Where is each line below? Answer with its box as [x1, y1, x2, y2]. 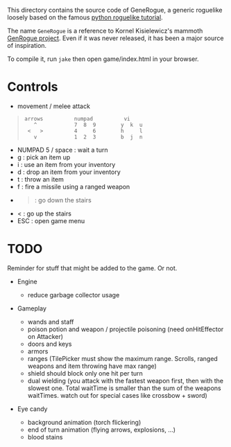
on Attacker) [27, 332, 64, 340]
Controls [7, 79, 58, 95]
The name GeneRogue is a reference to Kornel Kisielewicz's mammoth [7, 27, 203, 35]
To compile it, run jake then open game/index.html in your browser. [7, 55, 199, 63]
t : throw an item [17, 175, 65, 183]
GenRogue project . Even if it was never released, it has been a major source [7, 34, 224, 42]
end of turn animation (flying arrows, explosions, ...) [27, 426, 176, 434]
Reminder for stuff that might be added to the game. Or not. [7, 263, 178, 272]
